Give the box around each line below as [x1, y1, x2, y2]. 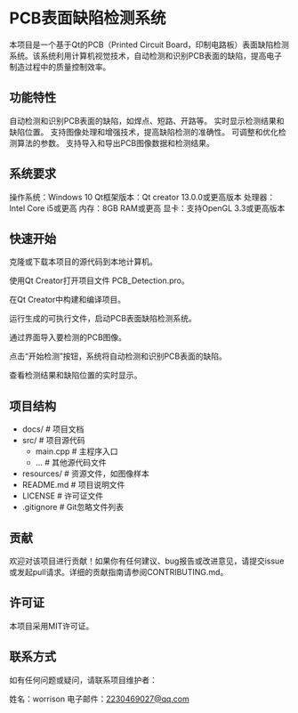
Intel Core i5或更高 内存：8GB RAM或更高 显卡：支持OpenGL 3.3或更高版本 [9, 202, 286, 214]
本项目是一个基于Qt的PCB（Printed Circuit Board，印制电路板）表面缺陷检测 [9, 39, 289, 50]
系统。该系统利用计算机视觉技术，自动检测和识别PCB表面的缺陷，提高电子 [9, 50, 283, 61]
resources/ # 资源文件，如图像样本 [21, 468, 149, 479]
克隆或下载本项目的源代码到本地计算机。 [9, 256, 157, 267]
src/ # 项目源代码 [21, 435, 86, 446]
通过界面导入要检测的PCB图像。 [9, 332, 127, 343]
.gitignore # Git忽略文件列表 [21, 502, 125, 513]
